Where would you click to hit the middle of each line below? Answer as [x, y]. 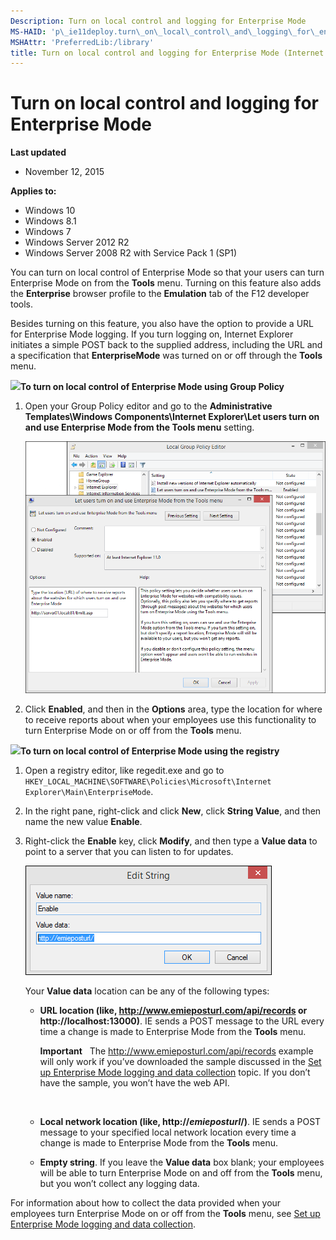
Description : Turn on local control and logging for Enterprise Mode [158, 21]
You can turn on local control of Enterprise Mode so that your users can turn [167, 272]
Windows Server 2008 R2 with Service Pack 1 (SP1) [131, 253]
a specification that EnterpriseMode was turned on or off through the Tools [166, 356]
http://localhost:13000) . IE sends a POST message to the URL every [182, 1021]
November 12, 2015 [64, 172]
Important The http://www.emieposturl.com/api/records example [176, 1051]
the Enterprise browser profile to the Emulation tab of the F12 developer [160, 294]
